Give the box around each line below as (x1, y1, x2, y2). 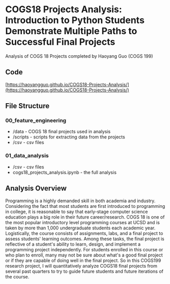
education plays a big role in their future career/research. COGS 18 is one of (5, 214, 165, 220)
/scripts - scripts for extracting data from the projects (12, 134, 125, 140)
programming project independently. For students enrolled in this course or (5, 246, 163, 252)
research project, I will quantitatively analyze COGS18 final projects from (5, 263, 157, 269)
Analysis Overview (5, 184, 67, 193)
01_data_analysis (5, 152, 49, 159)
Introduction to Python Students (5, 14, 144, 26)
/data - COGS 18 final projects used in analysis (12, 129, 111, 135)
